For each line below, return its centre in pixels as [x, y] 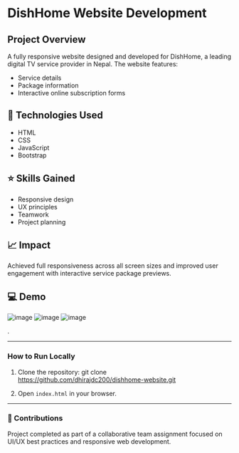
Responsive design [46, 199]
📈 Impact [29, 245]
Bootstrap [32, 155]
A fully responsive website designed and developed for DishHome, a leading [119, 56]
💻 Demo [27, 297]
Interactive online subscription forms [71, 93]
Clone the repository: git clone [62, 372]
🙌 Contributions [35, 418]
